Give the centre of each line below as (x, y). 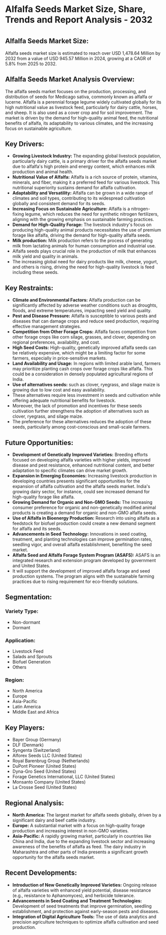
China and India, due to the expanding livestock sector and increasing (83, 841)
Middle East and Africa (35, 712)
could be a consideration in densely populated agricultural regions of (83, 374)
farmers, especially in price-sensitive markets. (60, 358)
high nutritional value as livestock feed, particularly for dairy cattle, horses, (82, 107)
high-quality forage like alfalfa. (44, 497)
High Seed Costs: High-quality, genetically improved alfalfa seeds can (84, 348)
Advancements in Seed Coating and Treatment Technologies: (77, 901)
